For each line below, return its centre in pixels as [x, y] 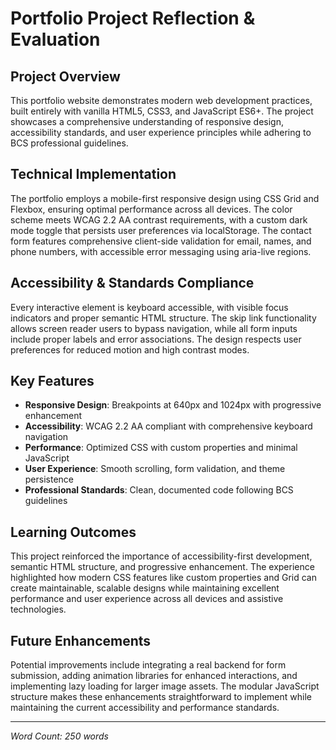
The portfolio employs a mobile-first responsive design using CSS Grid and [165, 198]
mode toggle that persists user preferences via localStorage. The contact [161, 230]
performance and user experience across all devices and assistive [147, 599]
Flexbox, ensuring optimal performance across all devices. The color [151, 209]
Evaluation [55, 39]
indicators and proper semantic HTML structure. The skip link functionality [163, 318]
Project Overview [65, 76]
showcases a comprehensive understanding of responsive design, [147, 121]
